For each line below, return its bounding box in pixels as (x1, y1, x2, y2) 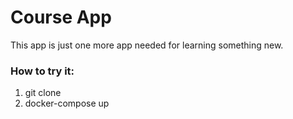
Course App (10, 6, 112, 29)
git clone (24, 87, 62, 99)
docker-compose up (24, 97, 110, 110)
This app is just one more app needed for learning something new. (10, 39, 284, 51)
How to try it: (10, 64, 75, 78)
